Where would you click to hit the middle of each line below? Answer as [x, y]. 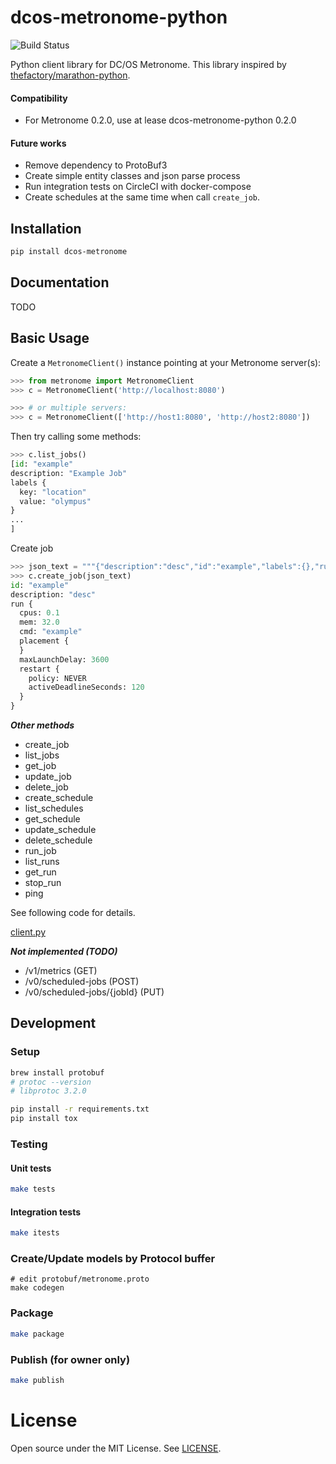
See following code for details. [73, 913]
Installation [46, 228]
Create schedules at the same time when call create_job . [142, 197]
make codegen [37, 1288]
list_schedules [54, 808]
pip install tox [44, 1119]
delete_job [46, 787]
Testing [29, 1144]
